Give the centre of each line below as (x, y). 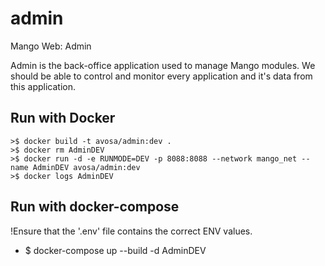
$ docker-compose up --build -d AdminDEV (115, 250)
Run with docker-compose (95, 207)
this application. (43, 86)
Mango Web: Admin (51, 46)
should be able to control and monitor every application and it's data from (161, 76)
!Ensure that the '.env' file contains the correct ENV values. (131, 231)
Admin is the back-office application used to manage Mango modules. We (163, 65)
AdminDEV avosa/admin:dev (86, 167)
